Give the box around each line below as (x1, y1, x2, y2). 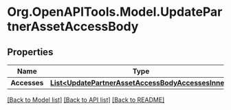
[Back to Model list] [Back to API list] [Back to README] (7, 96, 165, 104)
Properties (7, 46, 54, 58)
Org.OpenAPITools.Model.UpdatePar (7, 4, 223, 20)
